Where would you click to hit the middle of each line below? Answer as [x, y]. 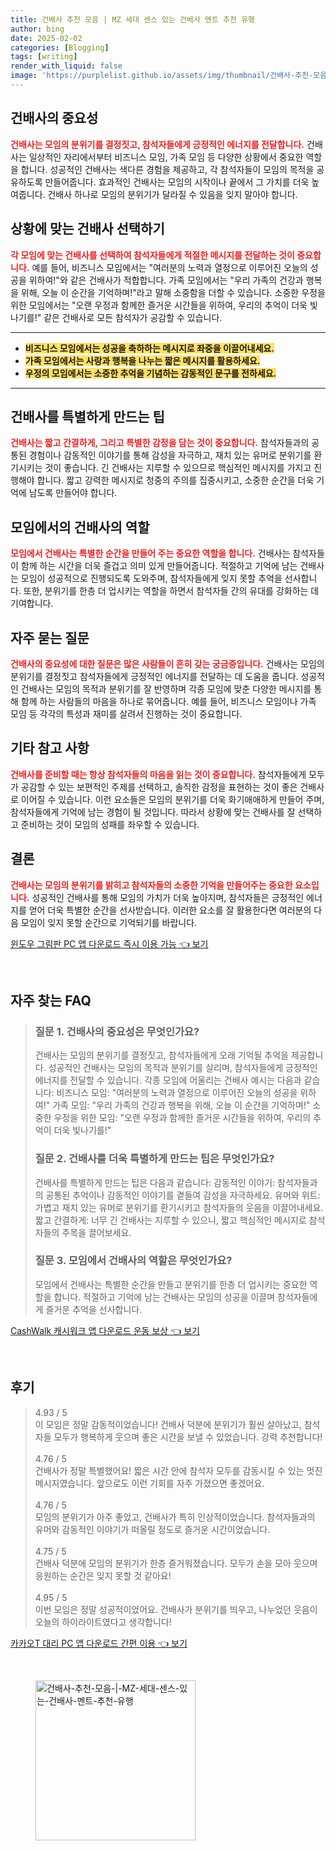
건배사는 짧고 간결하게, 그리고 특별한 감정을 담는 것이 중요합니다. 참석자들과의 [160, 443]
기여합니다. [32, 603]
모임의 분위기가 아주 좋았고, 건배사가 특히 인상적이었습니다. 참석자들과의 [175, 1517]
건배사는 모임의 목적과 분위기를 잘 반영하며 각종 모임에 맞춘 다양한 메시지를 [166, 688]
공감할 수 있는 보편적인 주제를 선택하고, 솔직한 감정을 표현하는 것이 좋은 [159, 787]
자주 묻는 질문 [50, 637]
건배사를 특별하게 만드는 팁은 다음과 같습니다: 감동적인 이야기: [155, 1182]
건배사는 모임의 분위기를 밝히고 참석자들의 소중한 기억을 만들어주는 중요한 [151, 885]
